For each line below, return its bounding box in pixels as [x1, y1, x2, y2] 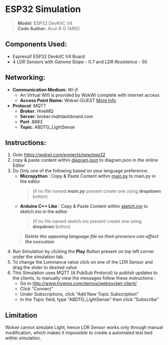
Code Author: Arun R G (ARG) [17, 25, 80, 31]
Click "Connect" [20, 286, 54, 292]
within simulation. [5, 335, 42, 341]
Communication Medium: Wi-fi [12, 86, 78, 92]
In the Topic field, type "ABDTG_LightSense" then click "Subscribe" [20, 296, 159, 302]
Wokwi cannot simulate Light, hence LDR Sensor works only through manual [5, 324, 163, 330]
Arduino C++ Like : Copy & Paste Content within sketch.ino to [20, 203, 148, 209]
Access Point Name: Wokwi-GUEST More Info [20, 97, 116, 103]
